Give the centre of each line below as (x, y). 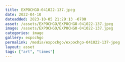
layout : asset (20, 47)
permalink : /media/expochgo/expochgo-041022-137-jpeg (63, 42)
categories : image (24, 33)
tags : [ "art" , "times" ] (30, 51)
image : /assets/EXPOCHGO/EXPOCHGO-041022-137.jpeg (59, 28)
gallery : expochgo (24, 38)
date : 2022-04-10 (23, 14)
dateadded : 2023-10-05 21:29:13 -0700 (46, 19)
